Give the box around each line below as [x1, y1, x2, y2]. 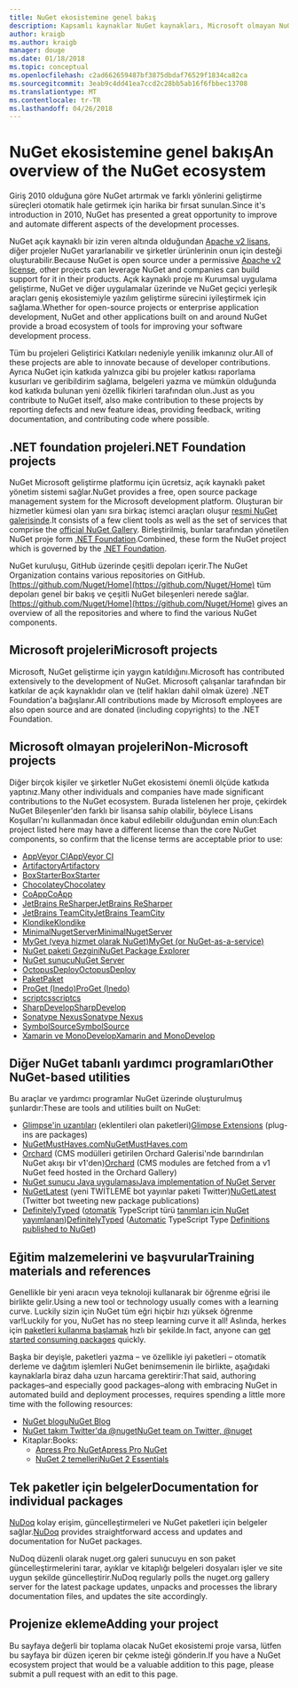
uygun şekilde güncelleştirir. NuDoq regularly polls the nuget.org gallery [9, 1572, 271, 1583]
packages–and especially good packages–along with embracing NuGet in [9, 1380, 278, 1391]
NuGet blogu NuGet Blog [21, 1416, 111, 1427]
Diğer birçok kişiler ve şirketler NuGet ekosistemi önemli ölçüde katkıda [9, 777, 270, 788]
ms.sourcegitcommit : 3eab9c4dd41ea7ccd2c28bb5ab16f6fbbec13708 [9, 79, 248, 88]
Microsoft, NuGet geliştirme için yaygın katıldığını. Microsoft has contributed [9, 666, 285, 676]
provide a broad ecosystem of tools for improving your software [9, 321, 243, 332]
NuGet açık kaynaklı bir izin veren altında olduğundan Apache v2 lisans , [9, 236, 271, 247]
